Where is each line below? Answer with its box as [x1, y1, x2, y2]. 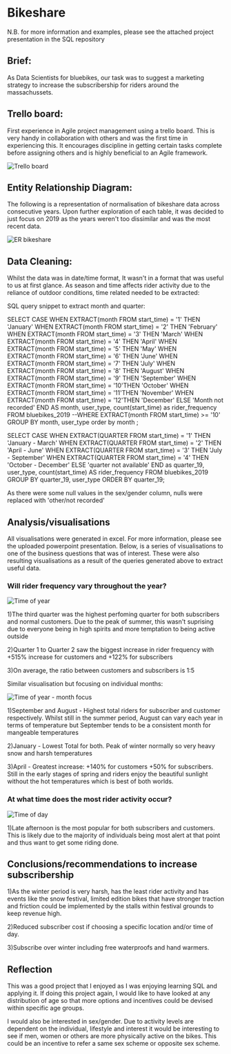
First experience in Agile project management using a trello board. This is [7, 126, 215, 135]
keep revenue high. [7, 910, 62, 918]
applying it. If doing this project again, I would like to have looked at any [7, 989, 210, 997]
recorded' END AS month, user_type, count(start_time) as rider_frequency [7, 403, 217, 412]
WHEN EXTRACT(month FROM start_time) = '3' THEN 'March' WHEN [7, 330, 203, 338]
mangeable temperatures [7, 729, 79, 737]
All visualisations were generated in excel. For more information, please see [7, 535, 222, 543]
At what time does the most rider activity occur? [7, 794, 172, 804]
